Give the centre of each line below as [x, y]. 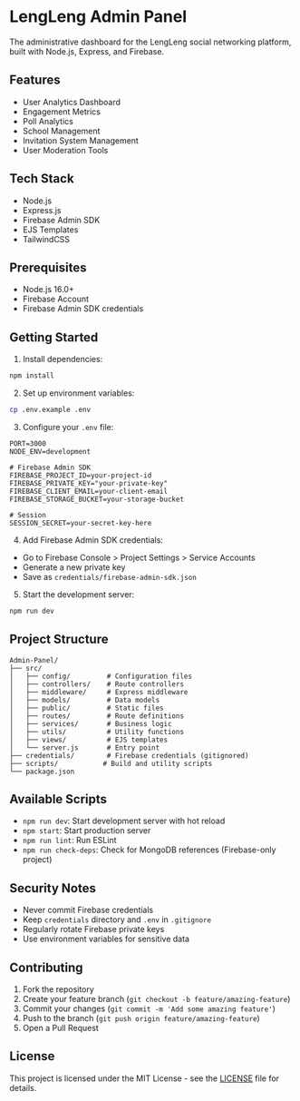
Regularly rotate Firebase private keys [93, 929]
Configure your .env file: [68, 427]
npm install [32, 376]
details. [23, 1087]
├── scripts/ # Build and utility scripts [111, 763]
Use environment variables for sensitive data [106, 939]
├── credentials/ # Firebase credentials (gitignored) [129, 755]
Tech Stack [42, 179]
